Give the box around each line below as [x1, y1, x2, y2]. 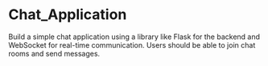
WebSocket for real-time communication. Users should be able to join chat [8, 40, 256, 49]
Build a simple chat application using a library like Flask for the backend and [8, 32, 260, 41]
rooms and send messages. [8, 49, 101, 58]
